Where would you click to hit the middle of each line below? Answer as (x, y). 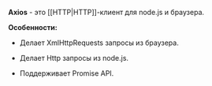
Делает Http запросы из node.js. (74, 58)
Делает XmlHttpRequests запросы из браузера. (99, 43)
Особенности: (33, 27)
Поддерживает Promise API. (67, 73)
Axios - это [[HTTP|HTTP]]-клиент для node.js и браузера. (106, 12)
